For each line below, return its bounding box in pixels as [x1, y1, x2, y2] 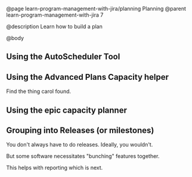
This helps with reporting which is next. [6, 164, 103, 172]
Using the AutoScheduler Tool [6, 52, 120, 62]
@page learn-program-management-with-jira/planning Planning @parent [6, 5, 187, 12]
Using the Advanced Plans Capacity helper [6, 72, 169, 82]
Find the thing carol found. [6, 88, 72, 95]
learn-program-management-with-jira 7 [6, 11, 104, 18]
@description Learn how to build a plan [6, 23, 103, 30]
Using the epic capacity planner [6, 105, 127, 115]
